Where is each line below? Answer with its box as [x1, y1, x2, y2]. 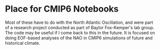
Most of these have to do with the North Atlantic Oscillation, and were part [5, 19, 154, 25]
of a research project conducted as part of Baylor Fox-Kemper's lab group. [5, 24, 155, 30]
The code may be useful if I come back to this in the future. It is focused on [5, 30, 155, 35]
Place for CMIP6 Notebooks [5, 3, 119, 15]
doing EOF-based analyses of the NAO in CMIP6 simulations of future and [5, 35, 153, 41]
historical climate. [5, 40, 40, 46]
